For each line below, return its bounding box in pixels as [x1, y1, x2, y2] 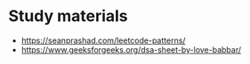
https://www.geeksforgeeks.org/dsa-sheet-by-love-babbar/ [20, 44, 242, 54]
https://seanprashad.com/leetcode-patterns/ [20, 35, 186, 46]
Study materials [8, 6, 128, 26]
